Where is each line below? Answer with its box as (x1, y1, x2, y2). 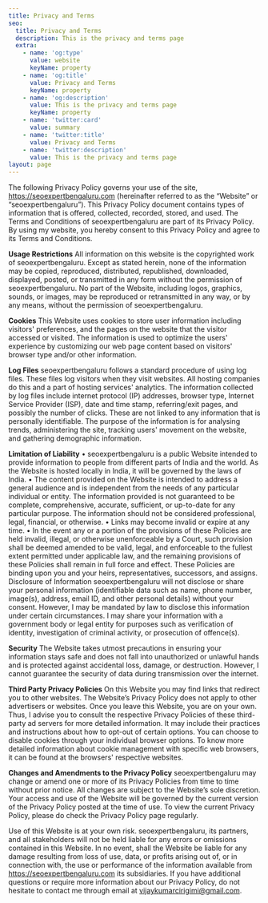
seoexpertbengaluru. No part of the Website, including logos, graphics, (8, 284, 242, 293)
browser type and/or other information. (8, 350, 138, 360)
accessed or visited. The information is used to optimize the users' (8, 333, 228, 343)
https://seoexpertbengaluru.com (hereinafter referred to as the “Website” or (8, 191, 258, 201)
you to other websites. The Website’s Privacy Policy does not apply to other (8, 693, 258, 703)
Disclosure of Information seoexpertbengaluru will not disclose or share (8, 577, 244, 587)
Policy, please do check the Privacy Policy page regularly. (8, 811, 198, 820)
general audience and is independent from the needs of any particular (8, 483, 239, 493)
